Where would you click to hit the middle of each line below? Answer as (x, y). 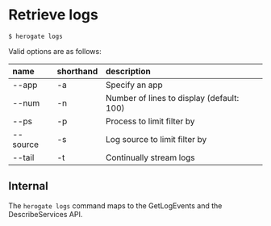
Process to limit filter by (150, 121)
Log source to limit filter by (156, 139)
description (128, 71)
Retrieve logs (53, 15)
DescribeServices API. (46, 214)
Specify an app (134, 85)
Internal (28, 186)
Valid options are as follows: (55, 51)
